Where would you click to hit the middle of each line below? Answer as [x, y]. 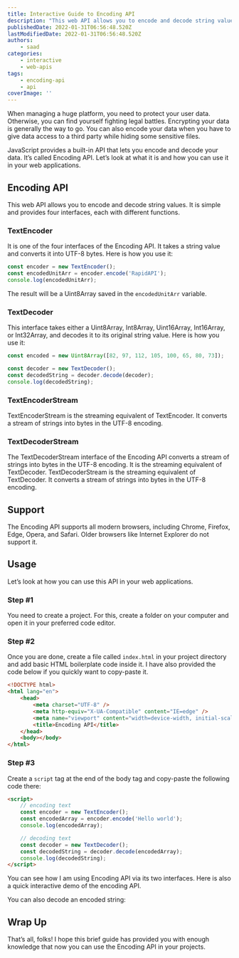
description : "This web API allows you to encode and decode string [111, 21]
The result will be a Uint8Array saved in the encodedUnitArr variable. [107, 293]
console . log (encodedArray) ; [62, 826]
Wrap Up [27, 922]
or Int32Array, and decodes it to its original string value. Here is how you [113, 335]
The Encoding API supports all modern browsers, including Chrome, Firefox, [119, 527]
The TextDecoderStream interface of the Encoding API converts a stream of [118, 457]
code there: [24, 786]
